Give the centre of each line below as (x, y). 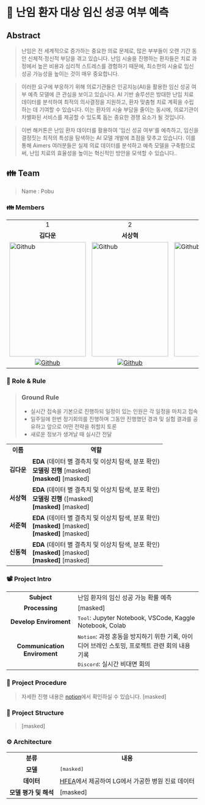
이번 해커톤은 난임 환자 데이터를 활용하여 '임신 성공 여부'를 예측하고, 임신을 (110, 130)
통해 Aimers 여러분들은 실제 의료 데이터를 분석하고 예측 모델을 (95, 145)
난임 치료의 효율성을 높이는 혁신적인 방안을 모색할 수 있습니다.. (103, 153)
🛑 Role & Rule (26, 381)
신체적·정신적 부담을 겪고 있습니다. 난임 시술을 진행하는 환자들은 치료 (109, 58)
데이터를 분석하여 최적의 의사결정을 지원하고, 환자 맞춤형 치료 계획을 (102, 102)
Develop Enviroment (41, 621)
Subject (41, 597)
